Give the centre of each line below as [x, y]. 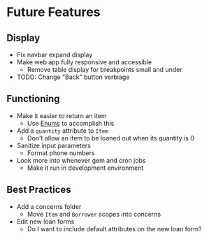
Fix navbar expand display [55, 55]
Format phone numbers [61, 153]
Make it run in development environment [85, 168]
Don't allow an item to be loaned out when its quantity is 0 [111, 138]
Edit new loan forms [45, 222]
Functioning [33, 99]
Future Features [53, 12]
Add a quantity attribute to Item [63, 131]
